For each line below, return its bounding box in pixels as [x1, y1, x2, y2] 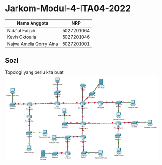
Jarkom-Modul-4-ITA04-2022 [5, 3, 131, 14]
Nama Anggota [16, 20, 49, 26]
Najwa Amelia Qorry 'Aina [7, 41, 58, 47]
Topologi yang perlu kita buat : [5, 69, 66, 75]
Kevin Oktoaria [7, 34, 36, 40]
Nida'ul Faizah [7, 27, 36, 33]
